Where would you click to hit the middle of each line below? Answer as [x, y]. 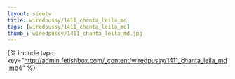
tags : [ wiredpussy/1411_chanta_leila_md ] [69, 27]
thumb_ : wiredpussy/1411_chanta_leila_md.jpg [75, 33]
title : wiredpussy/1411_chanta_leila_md [67, 20]
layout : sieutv [29, 14]
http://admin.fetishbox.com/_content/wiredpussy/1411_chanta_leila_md [126, 61]
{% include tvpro [32, 53]
